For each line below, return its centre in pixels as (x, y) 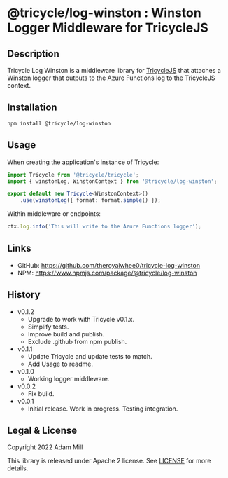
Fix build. (41, 393)
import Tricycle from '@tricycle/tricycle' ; (73, 175)
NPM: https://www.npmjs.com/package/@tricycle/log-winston (107, 273)
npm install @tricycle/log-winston (59, 123)
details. (18, 468)
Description (33, 54)
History (24, 295)
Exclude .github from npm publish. (77, 341)
